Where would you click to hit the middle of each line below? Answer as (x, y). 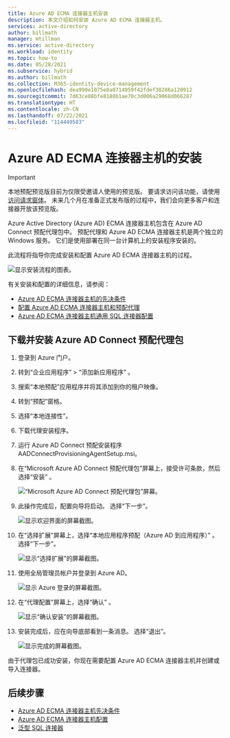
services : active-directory (48, 26)
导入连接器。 (26, 669)
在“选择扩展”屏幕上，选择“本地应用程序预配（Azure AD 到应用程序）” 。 (118, 535)
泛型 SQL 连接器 (41, 728)
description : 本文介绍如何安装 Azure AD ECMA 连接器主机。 (87, 20)
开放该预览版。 (41, 209)
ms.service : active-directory (51, 45)
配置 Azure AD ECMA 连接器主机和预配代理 (79, 308)
